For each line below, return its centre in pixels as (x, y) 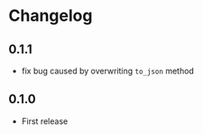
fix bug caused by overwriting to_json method (108, 71)
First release (45, 121)
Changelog (51, 16)
